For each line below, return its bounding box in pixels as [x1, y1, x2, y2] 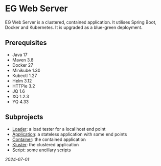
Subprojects [5, 113, 44, 121]
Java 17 [12, 52, 28, 57]
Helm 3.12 [12, 78, 32, 83]
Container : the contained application [12, 136, 86, 142]
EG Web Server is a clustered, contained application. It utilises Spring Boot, [5, 19, 157, 25]
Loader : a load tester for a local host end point [12, 126, 106, 132]
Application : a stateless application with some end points [12, 131, 127, 137]
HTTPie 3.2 [12, 83, 35, 89]
